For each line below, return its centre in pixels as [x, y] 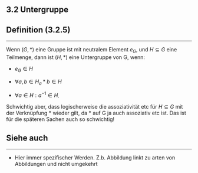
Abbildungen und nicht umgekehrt [56, 164]
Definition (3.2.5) [38, 30]
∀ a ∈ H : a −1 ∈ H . [37, 95]
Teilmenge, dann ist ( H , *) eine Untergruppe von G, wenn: [76, 57]
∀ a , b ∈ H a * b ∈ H [38, 82]
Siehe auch [27, 138]
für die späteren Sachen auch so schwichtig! [60, 119]
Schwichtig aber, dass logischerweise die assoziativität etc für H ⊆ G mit [95, 107]
